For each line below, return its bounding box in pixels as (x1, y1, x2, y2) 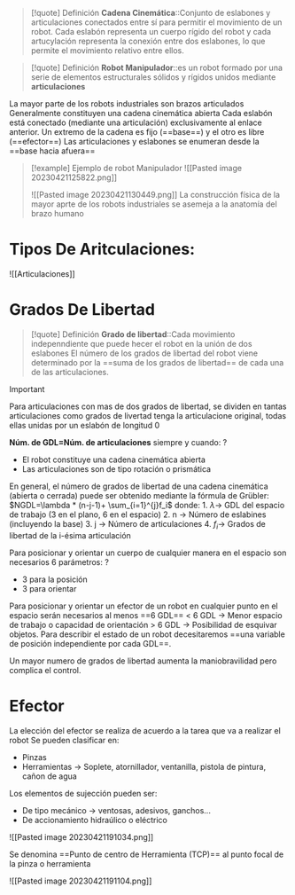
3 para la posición (21, 574, 89, 585)
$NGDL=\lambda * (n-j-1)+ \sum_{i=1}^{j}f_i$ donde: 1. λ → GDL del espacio (9, 499, 285, 510)
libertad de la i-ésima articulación (9, 530, 131, 540)
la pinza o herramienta (9, 858, 91, 868)
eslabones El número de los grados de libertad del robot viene (30, 348, 259, 358)
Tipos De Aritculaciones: (9, 239, 196, 260)
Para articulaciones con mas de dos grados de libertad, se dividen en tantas (9, 401, 287, 412)
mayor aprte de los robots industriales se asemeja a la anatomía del (30, 199, 277, 209)
